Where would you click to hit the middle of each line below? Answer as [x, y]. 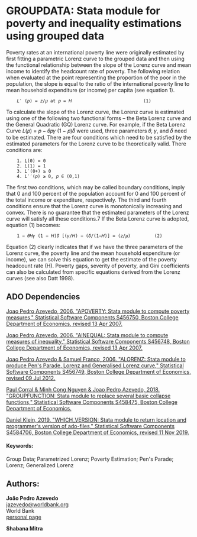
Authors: [23, 484]
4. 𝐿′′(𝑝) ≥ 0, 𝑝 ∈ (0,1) [48, 176]
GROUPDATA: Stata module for [83, 11]
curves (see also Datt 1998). [41, 278]
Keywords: [20, 446]
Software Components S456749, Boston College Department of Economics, [98, 371]
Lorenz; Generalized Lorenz [40, 465]
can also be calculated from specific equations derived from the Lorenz [93, 272]
